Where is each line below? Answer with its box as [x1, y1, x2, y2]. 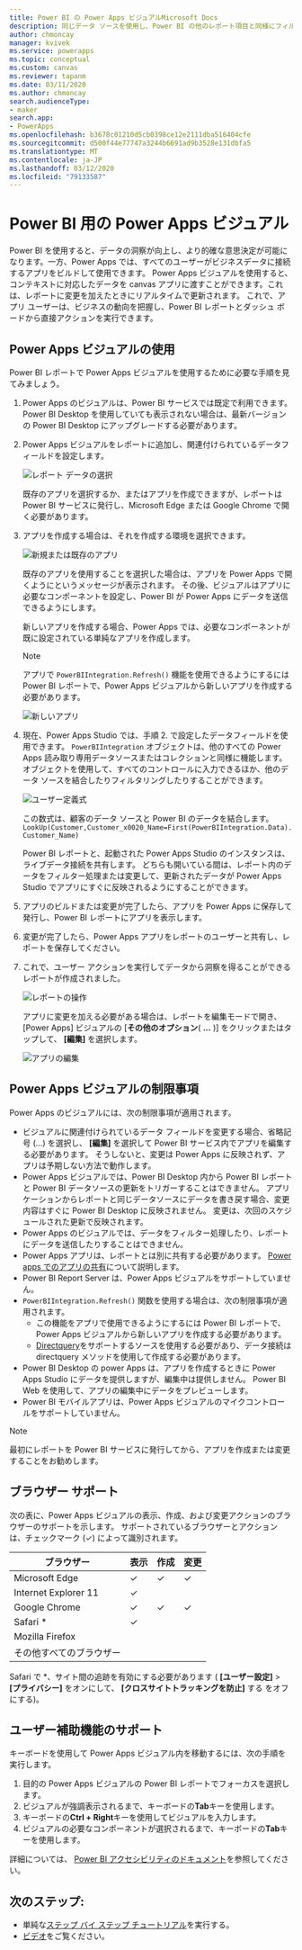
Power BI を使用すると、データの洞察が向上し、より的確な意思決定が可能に [9, 245, 289, 256]
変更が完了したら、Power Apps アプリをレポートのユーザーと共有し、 [22, 931, 283, 941]
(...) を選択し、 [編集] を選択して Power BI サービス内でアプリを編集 [32, 1137, 285, 1148]
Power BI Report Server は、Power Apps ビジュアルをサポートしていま [22, 1272, 284, 1283]
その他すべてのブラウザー [13, 1646, 121, 1658]
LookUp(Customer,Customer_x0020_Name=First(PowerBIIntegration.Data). [22, 823, 293, 832]
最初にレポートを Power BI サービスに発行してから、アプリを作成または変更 [9, 1443, 290, 1454]
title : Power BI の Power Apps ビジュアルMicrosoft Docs [9, 13, 218, 22]
